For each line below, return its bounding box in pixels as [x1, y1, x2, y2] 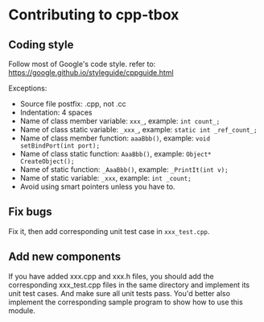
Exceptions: [8, 83, 47, 93]
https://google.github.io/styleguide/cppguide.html [8, 68, 175, 77]
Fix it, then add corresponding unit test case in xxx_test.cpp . [8, 226, 210, 236]
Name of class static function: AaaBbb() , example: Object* [19, 149, 212, 158]
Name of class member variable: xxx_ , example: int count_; [19, 116, 221, 126]
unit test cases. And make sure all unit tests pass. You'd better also [8, 288, 231, 298]
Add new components [8, 250, 122, 264]
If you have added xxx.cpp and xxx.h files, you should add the [8, 271, 215, 281]
